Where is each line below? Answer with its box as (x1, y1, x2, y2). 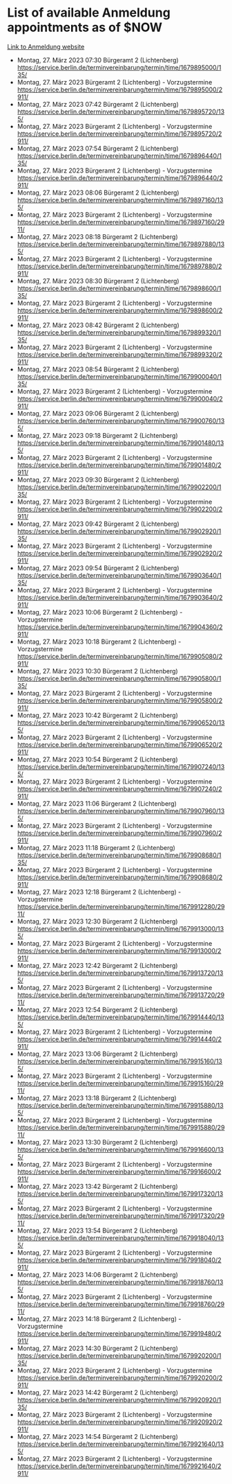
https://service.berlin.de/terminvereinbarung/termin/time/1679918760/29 (17, 1300, 225, 1308)
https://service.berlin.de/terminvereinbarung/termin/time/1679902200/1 (17, 483, 222, 491)
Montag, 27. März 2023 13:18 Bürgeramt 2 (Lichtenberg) (17, 1093, 177, 1102)
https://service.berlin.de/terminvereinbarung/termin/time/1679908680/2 (17, 873, 223, 881)
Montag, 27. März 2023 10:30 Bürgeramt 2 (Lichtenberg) (17, 666, 178, 675)
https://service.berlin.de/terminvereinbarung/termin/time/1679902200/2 (17, 504, 223, 513)
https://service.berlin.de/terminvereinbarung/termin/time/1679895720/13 (17, 107, 225, 116)
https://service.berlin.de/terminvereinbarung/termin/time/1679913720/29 (17, 991, 225, 999)
